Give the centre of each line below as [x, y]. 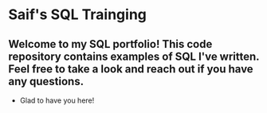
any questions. [46, 81]
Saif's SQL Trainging [78, 15]
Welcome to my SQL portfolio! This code [110, 44]
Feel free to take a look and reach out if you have [131, 69]
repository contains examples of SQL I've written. [134, 56]
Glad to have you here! [57, 100]
